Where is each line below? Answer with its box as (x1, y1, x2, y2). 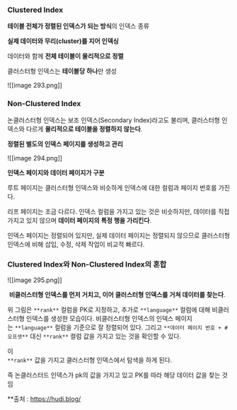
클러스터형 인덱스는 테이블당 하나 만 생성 (7, 67, 117, 76)
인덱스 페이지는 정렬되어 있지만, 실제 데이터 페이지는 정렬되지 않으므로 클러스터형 (7, 231, 231, 240)
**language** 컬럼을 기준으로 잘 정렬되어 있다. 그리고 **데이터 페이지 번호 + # (14, 323, 229, 332)
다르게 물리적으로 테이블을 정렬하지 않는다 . (25, 124, 143, 133)
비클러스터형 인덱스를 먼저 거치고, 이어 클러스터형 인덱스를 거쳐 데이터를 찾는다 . (8, 290, 226, 298)
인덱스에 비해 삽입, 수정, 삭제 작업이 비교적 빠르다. (7, 240, 145, 248)
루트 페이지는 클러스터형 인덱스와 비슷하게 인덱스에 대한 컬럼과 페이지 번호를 (7, 183, 217, 192)
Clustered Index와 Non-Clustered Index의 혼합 (7, 259, 167, 269)
